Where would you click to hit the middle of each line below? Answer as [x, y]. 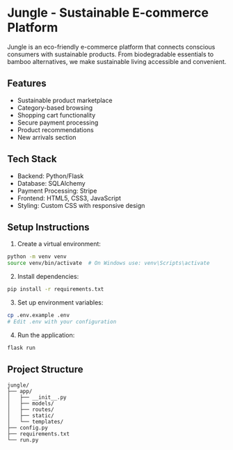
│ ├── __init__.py [37, 398]
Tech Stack [32, 159]
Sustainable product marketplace [65, 100]
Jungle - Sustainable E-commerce [108, 13]
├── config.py [28, 428]
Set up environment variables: [60, 303]
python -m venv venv [37, 257]
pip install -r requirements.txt [56, 289]
